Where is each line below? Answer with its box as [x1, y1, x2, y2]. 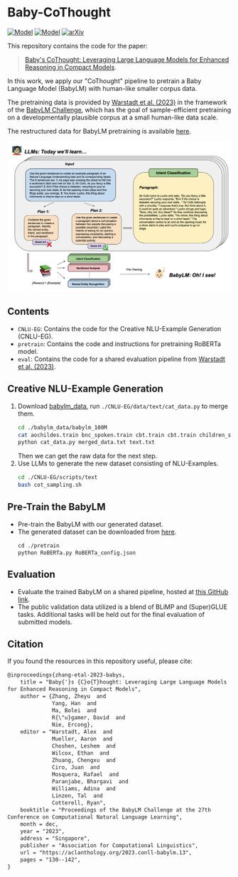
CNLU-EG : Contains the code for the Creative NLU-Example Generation [17, 324, 222, 333]
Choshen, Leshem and [52, 743, 116, 750]
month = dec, [20, 821, 59, 828]
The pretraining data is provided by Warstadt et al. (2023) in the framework [7, 97, 227, 107]
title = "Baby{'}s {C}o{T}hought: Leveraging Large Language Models [20, 679, 227, 686]
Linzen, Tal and [52, 792, 103, 800]
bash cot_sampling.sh [17, 481, 82, 489]
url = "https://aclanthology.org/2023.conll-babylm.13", [20, 849, 193, 856]
